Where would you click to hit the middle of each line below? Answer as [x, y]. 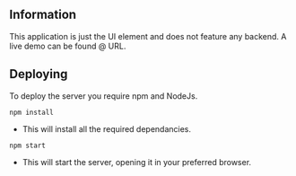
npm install [31, 112]
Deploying [39, 74]
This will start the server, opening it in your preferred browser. [137, 162]
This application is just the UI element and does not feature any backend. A [148, 36]
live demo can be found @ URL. [68, 46]
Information [43, 15]
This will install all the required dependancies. [106, 128]
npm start [28, 145]
